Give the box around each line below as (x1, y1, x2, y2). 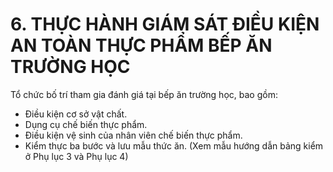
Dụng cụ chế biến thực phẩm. (24, 118, 148, 130)
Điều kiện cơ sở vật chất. (24, 108, 128, 120)
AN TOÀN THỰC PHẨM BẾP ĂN (10, 34, 273, 57)
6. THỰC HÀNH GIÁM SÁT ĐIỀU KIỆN (10, 13, 320, 36)
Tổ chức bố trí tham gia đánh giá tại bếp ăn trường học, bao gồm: (10, 88, 278, 100)
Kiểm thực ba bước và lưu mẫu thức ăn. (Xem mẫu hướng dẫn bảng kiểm (24, 139, 324, 152)
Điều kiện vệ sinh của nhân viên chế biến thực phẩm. (24, 129, 243, 141)
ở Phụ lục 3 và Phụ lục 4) (24, 150, 129, 162)
